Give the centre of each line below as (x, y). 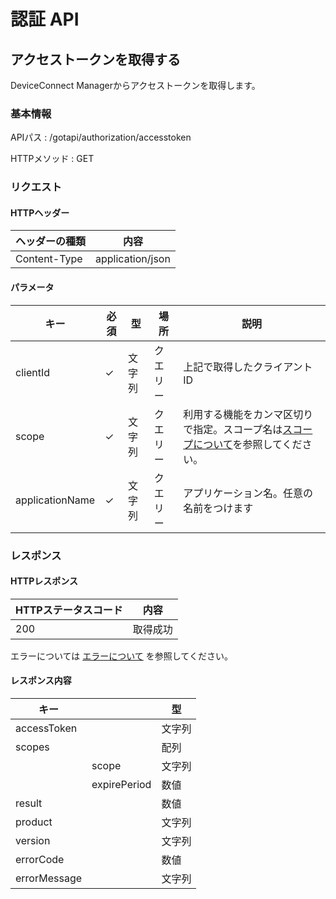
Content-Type (49, 259)
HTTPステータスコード (69, 610)
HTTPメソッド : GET (52, 159)
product (34, 822)
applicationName (55, 500)
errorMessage (49, 878)
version (33, 840)
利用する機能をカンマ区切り (248, 414)
